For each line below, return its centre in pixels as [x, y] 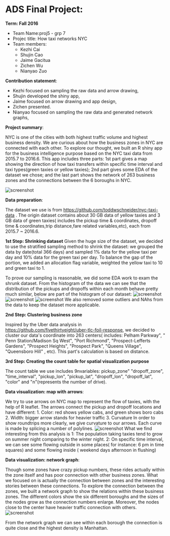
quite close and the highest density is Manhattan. [57, 528]
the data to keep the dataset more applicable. [53, 305]
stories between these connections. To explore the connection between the [84, 486]
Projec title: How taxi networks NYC [50, 39]
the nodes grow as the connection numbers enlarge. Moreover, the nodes [82, 502]
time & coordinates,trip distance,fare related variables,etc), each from [78, 226]
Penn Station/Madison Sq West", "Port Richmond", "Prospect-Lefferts [78, 340]
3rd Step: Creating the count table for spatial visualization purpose [77, 361]
